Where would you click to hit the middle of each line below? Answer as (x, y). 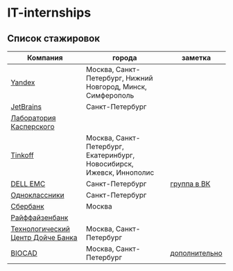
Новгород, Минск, (116, 87)
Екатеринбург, (110, 155)
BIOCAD (24, 253)
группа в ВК (190, 184)
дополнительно (196, 253)
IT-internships (49, 13)
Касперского (33, 126)
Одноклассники (37, 195)
